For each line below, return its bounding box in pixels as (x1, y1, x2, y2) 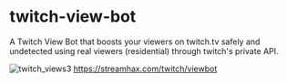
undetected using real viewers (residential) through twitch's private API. (9, 45, 280, 56)
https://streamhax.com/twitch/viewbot (73, 63, 218, 74)
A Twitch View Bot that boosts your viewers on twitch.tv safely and (9, 36, 261, 47)
